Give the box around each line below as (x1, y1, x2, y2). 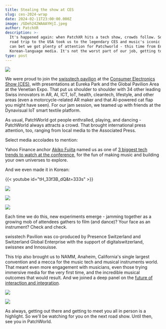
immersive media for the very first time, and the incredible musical (5, 270, 140, 276)
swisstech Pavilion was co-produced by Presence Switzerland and (5, 234, 141, 240)
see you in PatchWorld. (5, 319, 52, 325)
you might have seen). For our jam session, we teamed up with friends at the (5, 102, 161, 108)
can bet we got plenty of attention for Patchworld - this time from (9, 44, 156, 49)
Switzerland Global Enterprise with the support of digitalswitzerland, (5, 239, 144, 245)
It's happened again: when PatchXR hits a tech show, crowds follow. (9, 35, 156, 40)
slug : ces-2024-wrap (5, 12, 48, 17)
